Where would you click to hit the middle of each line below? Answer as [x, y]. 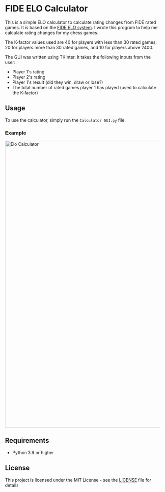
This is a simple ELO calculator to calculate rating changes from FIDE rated [81, 22]
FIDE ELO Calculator [47, 9]
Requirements [27, 441]
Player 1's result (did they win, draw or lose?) [57, 82]
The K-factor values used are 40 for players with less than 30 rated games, [81, 42]
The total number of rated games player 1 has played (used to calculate [84, 87]
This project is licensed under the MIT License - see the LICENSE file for [78, 480]
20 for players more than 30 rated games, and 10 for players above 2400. [79, 47]
